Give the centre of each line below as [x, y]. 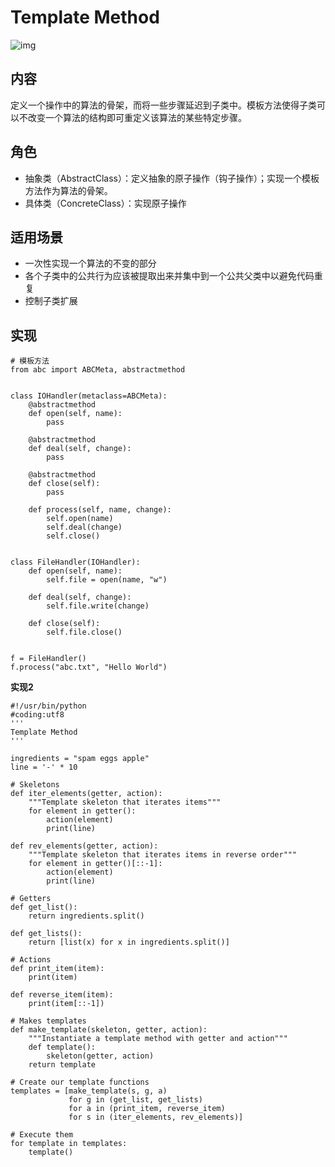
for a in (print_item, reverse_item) [147, 1109]
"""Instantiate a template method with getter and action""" [158, 1039]
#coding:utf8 [37, 715]
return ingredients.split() [86, 916]
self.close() [73, 536]
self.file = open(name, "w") [107, 580]
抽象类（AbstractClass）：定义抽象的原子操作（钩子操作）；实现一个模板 [172, 178]
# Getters [31, 899]
